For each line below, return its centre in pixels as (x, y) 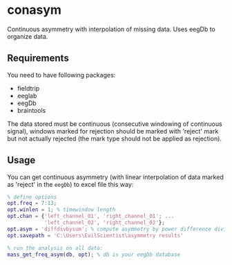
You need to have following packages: (61, 75)
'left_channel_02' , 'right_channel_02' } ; (105, 223)
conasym (35, 10)
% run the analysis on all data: (55, 248)
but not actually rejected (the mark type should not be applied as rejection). (115, 138)
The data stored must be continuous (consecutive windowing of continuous (115, 124)
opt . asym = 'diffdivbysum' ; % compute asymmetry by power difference (109, 229)
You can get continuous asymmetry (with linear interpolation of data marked (116, 177)
